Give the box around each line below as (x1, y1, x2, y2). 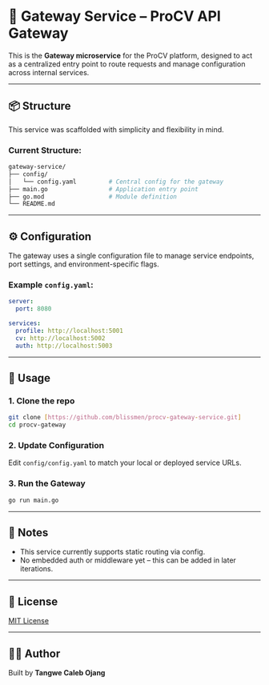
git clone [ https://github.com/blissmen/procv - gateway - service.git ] (8, 414, 242, 422)
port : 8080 (15, 305, 52, 313)
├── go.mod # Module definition (8, 192, 178, 201)
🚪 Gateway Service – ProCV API (8, 7, 222, 26)
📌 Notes (8, 526, 49, 539)
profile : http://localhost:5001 (15, 327, 124, 335)
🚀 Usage (8, 371, 50, 385)
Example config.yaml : (8, 279, 94, 290)
